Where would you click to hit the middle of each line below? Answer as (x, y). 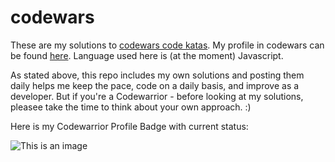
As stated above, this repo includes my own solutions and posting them (157, 75)
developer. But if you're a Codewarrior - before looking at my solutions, (157, 96)
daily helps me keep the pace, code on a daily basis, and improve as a (155, 85)
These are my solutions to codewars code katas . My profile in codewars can (167, 45)
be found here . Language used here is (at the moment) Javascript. (147, 55)
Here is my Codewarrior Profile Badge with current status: (129, 126)
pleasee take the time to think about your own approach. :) (131, 107)
